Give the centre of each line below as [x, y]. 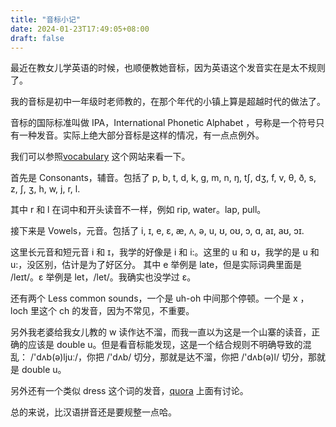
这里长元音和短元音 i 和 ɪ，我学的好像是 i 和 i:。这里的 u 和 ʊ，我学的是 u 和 [165, 252]
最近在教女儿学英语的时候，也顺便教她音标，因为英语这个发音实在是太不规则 [168, 68]
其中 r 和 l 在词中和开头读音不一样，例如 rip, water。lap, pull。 [138, 210]
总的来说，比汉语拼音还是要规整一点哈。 [93, 412]
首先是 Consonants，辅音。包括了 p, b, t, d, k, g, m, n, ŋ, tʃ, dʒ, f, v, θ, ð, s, [163, 178]
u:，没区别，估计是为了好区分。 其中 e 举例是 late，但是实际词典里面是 [156, 265]
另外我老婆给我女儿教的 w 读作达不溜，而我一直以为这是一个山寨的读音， [161, 332]
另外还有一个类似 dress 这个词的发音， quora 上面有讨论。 [129, 391]
